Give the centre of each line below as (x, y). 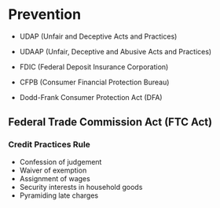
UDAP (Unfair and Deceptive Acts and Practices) (98, 36)
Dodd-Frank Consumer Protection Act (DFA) (91, 97)
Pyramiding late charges (59, 195)
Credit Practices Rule (49, 145)
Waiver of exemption (53, 170)
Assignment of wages (55, 178)
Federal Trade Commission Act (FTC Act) (110, 123)
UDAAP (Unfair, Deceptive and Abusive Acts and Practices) (115, 51)
